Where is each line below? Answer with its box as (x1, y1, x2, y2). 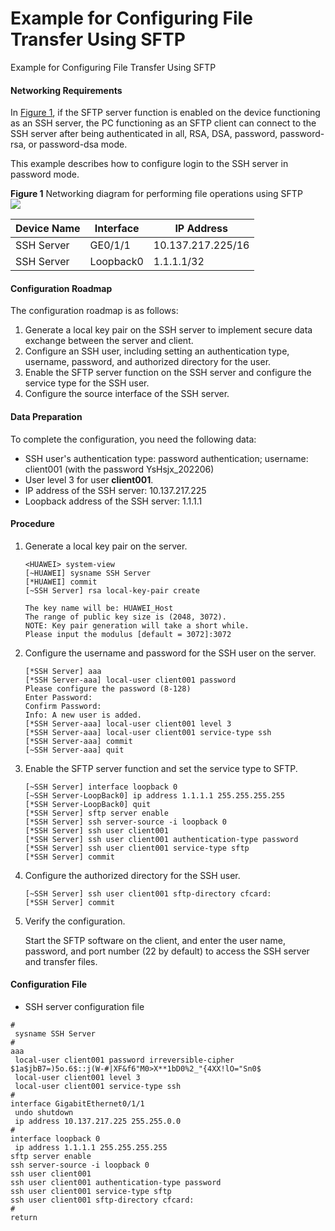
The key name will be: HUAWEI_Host (24, 603, 174, 613)
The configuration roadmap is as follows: (10, 305, 179, 317)
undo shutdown (14, 1107, 74, 1117)
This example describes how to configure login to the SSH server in (10, 158, 289, 170)
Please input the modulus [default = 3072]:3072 (24, 629, 232, 639)
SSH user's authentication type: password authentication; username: (24, 452, 309, 464)
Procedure (10, 518, 55, 530)
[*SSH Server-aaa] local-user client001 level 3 (24, 718, 232, 729)
